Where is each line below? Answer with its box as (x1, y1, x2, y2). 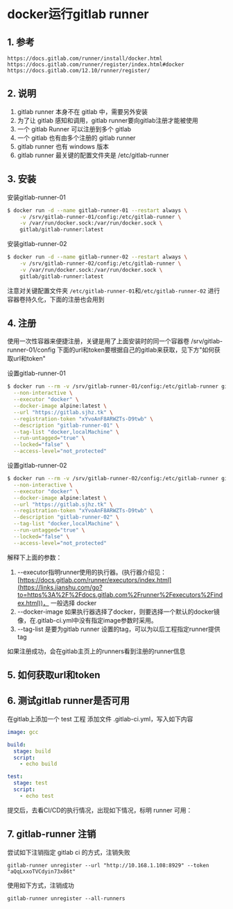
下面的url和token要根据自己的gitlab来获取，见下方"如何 (56, 345, 215, 354)
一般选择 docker (50, 598, 97, 607)
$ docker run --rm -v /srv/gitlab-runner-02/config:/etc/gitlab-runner (7, 475, 218, 482)
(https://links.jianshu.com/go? (17, 583, 103, 591)
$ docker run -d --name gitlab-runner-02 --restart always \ (7, 254, 188, 261)
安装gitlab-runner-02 (7, 240, 67, 248)
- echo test (19, 792, 54, 799)
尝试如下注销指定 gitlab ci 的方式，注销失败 (7, 848, 130, 856)
